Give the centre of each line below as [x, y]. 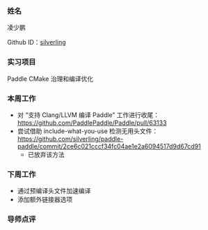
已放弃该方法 [46, 154]
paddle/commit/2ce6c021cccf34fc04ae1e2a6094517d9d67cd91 [109, 146]
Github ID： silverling [37, 43]
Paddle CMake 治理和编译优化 [50, 79]
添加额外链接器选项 [45, 199]
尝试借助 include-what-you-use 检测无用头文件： [88, 131]
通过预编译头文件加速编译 [54, 191]
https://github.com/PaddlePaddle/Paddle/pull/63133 [92, 123]
